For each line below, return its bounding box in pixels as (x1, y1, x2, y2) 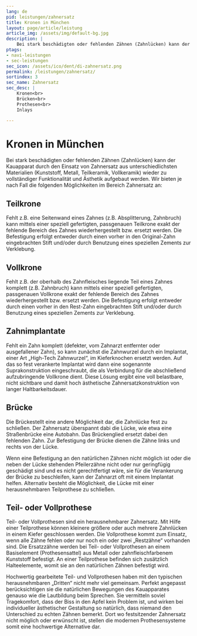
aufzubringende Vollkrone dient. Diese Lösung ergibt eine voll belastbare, (6, 373, 184, 380)
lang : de (6, 8, 28, 15)
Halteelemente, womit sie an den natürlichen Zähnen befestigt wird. (6, 562, 170, 569)
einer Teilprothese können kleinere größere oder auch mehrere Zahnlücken (6, 524, 188, 531)
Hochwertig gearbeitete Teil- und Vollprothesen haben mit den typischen (6, 573, 183, 580)
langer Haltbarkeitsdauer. (6, 385, 67, 392)
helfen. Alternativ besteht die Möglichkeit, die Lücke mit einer (6, 479, 154, 486)
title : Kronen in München (6, 19, 69, 25)
